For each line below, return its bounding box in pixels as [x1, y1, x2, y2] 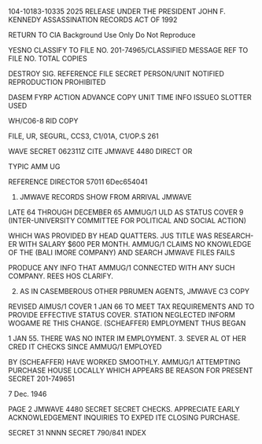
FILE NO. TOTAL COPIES [8, 54, 88, 63]
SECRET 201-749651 [8, 374, 75, 383]
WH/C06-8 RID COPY [8, 116, 79, 125]
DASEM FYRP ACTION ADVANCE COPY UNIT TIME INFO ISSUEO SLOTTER [8, 93, 252, 101]
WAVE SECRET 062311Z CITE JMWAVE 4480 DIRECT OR [8, 147, 193, 156]
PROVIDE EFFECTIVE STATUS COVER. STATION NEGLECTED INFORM [8, 310, 236, 319]
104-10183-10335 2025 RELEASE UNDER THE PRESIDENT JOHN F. [8, 7, 226, 16]
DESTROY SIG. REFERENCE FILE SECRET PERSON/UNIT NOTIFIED [8, 69, 224, 78]
